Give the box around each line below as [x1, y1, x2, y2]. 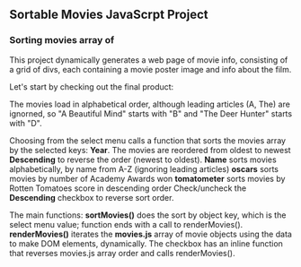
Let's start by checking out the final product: [9, 81, 174, 92]
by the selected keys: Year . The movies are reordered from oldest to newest [9, 144, 291, 155]
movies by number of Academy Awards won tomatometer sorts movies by [9, 173, 286, 184]
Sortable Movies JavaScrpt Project [9, 7, 208, 22]
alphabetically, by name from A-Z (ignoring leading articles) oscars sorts [9, 163, 279, 174]
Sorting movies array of [9, 34, 115, 47]
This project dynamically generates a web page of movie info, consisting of [9, 54, 288, 65]
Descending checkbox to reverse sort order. [9, 192, 174, 202]
